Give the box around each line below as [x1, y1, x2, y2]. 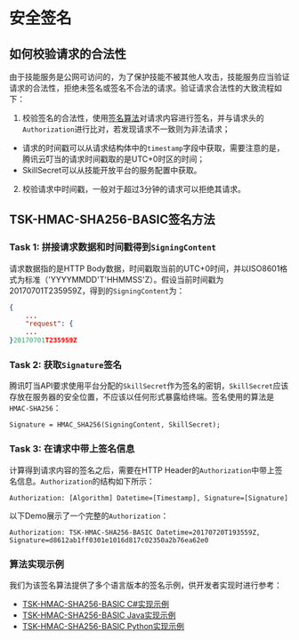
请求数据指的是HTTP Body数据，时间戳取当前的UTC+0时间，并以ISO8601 [9, 263, 280, 274]
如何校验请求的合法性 [9, 46, 126, 61]
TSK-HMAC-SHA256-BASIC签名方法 [9, 212, 215, 228]
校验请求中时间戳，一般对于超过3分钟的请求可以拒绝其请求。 [21, 184, 246, 194]
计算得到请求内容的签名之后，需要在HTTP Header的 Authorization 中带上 [9, 464, 276, 476]
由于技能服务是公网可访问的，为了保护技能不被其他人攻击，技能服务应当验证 [9, 72, 290, 82]
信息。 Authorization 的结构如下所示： [16, 476, 156, 486]
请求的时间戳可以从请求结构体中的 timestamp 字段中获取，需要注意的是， [21, 143, 285, 153]
